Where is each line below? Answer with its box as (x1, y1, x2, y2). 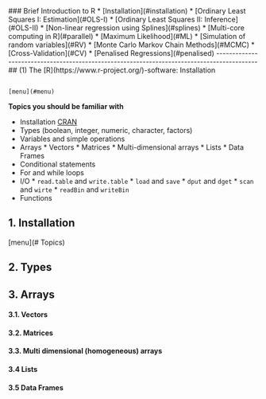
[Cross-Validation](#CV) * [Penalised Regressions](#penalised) (8, 49, 214, 57)
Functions (19, 194, 53, 202)
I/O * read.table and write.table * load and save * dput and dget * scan (19, 177, 254, 186)
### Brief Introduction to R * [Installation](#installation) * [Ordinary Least (8, 6, 246, 15)
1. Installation (8, 217, 75, 230)
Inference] (204, 14, 238, 24)
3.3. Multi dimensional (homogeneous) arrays (8, 346, 163, 356)
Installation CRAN (19, 117, 78, 127)
